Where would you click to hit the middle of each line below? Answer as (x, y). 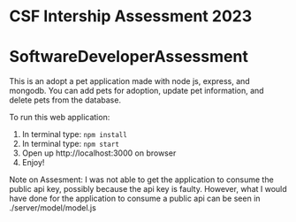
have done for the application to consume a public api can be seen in (135, 199)
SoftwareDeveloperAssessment (129, 57)
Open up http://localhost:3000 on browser (99, 153)
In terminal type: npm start (70, 144)
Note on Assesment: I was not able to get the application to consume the (141, 180)
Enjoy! (33, 163)
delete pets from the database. (65, 100)
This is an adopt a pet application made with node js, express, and (129, 81)
